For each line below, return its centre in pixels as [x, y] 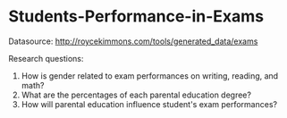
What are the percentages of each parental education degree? [136, 95]
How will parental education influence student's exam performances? [149, 104]
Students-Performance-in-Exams [136, 17]
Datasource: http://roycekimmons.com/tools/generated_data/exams [133, 41]
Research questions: [46, 58]
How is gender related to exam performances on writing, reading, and [150, 76]
